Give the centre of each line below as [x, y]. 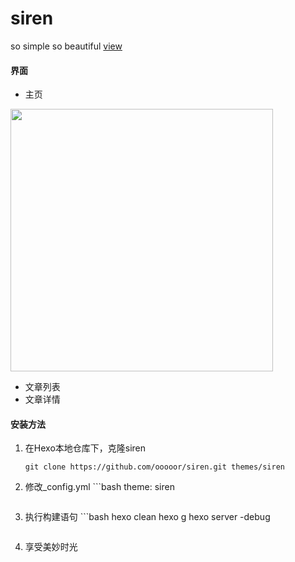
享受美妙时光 [51, 547]
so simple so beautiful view [66, 46]
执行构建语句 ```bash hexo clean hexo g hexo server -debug [147, 517]
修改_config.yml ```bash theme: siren [99, 487]
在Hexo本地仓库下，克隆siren [85, 448]
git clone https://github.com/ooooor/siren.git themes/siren [155, 467]
